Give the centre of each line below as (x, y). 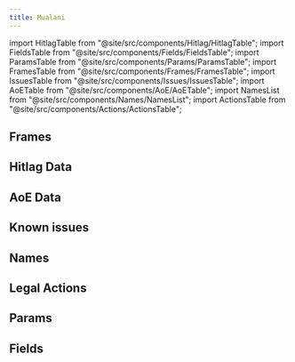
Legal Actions (48, 288)
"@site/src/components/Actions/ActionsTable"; (96, 109)
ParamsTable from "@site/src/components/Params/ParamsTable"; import (143, 61)
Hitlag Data (41, 167)
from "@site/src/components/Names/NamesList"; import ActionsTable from (147, 100)
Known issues (49, 228)
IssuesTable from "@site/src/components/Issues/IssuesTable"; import (137, 80)
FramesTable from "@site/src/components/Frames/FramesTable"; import (142, 71)
